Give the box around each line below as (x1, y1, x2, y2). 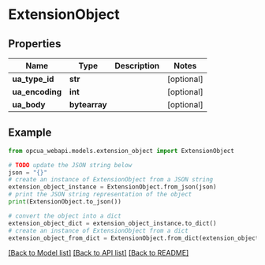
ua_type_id (12, 73, 54, 84)
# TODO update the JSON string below (8, 161, 132, 169)
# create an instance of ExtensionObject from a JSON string (8, 176, 214, 184)
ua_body (12, 99, 46, 110)
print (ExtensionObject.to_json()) (8, 198, 122, 206)
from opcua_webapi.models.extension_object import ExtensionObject (8, 147, 235, 155)
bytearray (69, 99, 108, 110)
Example (8, 126, 52, 140)
